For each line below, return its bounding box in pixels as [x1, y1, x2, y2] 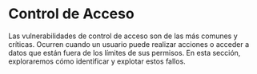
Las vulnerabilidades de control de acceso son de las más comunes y [8, 31, 238, 41]
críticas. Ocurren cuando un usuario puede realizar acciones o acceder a [8, 39, 250, 49]
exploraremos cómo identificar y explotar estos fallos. [8, 56, 186, 66]
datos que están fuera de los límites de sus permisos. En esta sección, [8, 48, 241, 57]
